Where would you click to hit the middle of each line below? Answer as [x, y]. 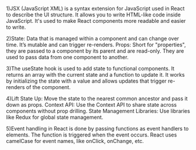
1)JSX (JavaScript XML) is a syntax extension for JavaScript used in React [95, 8]
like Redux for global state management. [55, 117]
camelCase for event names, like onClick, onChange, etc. [75, 141]
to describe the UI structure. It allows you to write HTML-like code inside [94, 15]
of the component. [49, 87]
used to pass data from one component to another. [67, 57]
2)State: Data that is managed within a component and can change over [93, 38]
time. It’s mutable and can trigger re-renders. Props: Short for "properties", [96, 45]
